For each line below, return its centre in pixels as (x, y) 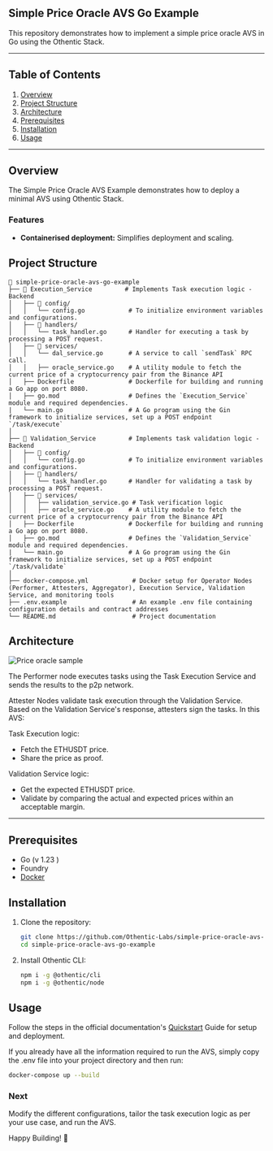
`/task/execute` (36, 424)
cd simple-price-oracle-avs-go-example (88, 945)
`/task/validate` (38, 567)
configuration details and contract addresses (89, 609)
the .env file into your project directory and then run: (96, 1061)
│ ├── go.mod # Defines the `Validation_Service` (130, 538)
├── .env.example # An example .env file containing (130, 602)
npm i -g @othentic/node (62, 983)
